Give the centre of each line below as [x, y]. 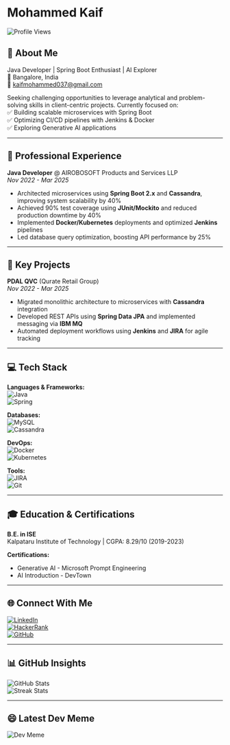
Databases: [24, 415]
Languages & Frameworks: [46, 387]
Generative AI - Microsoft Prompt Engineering [81, 568]
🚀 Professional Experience [64, 156]
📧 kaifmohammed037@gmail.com [55, 84]
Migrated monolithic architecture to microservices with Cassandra [111, 302]
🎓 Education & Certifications [71, 514]
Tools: [16, 471]
